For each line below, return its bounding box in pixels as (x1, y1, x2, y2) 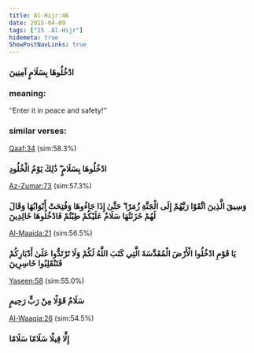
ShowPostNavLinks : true (9, 41, 87, 49)
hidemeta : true (9, 33, 59, 42)
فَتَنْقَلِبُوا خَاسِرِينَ (9, 258, 63, 269)
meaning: (9, 87, 46, 98)
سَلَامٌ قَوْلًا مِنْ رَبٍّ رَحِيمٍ (9, 295, 85, 307)
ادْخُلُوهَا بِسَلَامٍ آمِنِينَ (9, 67, 74, 78)
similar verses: (9, 125, 67, 136)
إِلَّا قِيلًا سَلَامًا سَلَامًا (9, 333, 70, 344)
